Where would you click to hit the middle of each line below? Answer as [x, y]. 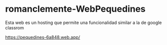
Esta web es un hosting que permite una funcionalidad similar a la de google [83, 22]
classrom [14, 27]
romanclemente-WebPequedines [76, 9]
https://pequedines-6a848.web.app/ [43, 37]
